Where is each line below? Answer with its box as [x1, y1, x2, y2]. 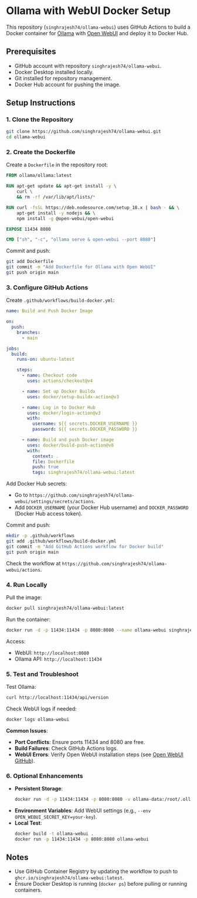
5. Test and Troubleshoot [6, 670, 79, 678]
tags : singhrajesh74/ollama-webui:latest [32, 470, 135, 476]
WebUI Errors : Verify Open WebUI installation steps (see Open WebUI [14, 751, 184, 758]
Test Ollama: [6, 684, 36, 690]
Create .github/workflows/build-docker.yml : [6, 297, 115, 304]
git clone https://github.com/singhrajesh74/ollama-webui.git [6, 129, 161, 135]
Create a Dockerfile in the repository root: [6, 161, 108, 168]
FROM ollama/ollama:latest [6, 173, 72, 179]
